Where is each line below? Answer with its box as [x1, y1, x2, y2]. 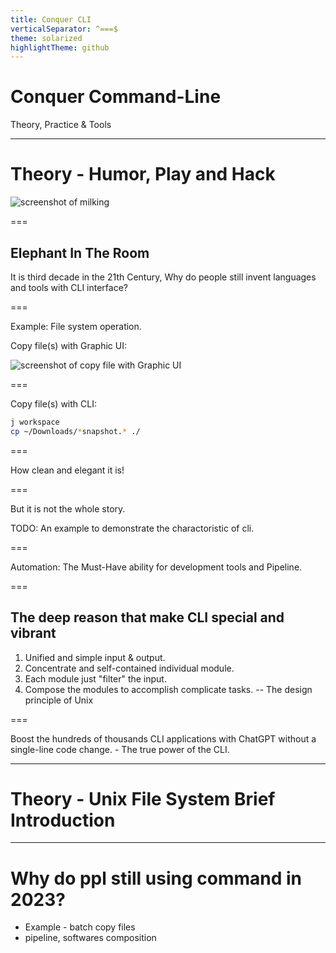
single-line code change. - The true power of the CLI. [10, 743, 230, 755]
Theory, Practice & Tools [10, 119, 112, 131]
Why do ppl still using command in [10, 867, 302, 890]
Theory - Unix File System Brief [10, 787, 276, 810]
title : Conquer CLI [10, 14, 92, 25]
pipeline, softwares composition [24, 932, 157, 944]
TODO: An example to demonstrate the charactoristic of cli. [10, 522, 255, 534]
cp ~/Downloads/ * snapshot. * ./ [10, 426, 141, 436]
